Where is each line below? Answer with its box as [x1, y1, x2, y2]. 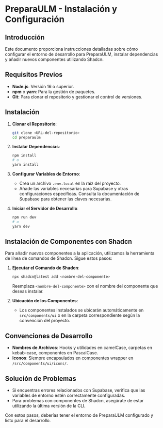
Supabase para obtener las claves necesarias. [19, 196, 112, 202]
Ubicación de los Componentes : [12, 298, 78, 304]
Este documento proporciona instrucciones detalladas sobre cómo [5, 46, 138, 52]
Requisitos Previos [5, 71, 63, 79]
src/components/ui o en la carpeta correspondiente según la [19, 312, 140, 318]
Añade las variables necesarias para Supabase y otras [19, 186, 129, 191]
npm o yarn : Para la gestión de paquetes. [12, 89, 96, 95]
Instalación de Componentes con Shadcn [5, 237, 132, 246]
